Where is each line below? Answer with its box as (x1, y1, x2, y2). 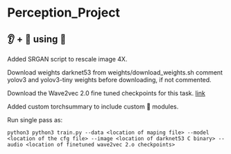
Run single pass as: (7, 116, 63, 124)
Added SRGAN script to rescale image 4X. (7, 55, 128, 63)
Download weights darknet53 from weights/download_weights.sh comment (7, 68, 223, 77)
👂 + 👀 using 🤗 (7, 33, 67, 45)
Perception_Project (7, 5, 120, 21)
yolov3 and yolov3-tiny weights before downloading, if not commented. (7, 76, 212, 84)
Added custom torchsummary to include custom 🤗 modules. (7, 102, 179, 110)
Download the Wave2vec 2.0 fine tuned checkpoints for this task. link (7, 89, 206, 97)
